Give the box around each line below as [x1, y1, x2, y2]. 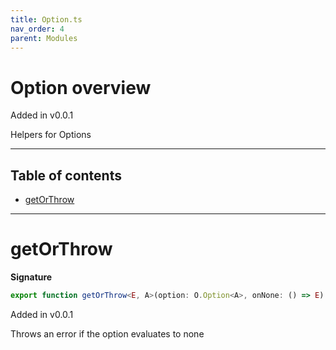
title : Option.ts [10, 14, 83, 25]
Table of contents [10, 167, 122, 184]
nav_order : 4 [10, 24, 65, 34]
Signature [10, 271, 53, 283]
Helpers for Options [10, 129, 92, 141]
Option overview [10, 76, 152, 99]
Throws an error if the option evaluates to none [10, 327, 205, 340]
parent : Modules [10, 33, 78, 43]
